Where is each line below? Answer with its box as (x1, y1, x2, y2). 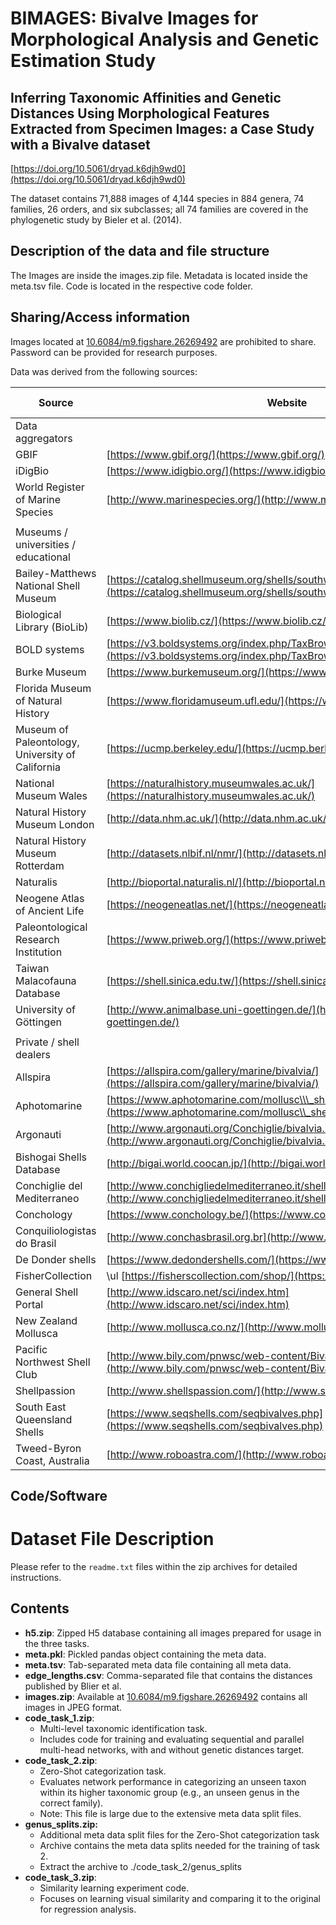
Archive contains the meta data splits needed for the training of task (39, 1839, 320, 1851)
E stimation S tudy (10, 50, 157, 72)
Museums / (15, 525, 68, 539)
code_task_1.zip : (24, 1712, 95, 1724)
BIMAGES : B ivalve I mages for (10, 7, 259, 30)
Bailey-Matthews (15, 566, 97, 580)
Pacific (15, 1342, 48, 1356)
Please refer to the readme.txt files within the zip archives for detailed (10, 1560, 298, 1572)
